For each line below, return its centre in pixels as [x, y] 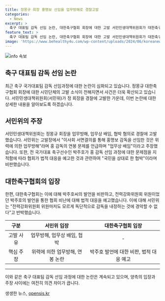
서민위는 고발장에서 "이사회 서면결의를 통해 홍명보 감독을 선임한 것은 [88, 140]
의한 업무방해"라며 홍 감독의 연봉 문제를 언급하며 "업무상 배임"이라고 [79, 146]
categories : [17, 14]
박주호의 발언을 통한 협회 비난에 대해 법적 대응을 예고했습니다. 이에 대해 [78, 200]
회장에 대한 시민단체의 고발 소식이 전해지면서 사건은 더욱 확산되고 [80, 92]
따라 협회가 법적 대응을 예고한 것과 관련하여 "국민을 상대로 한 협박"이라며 [87, 158]
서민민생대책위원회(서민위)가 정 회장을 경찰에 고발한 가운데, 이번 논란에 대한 [84, 98]
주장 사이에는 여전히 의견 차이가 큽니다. [42, 283]
